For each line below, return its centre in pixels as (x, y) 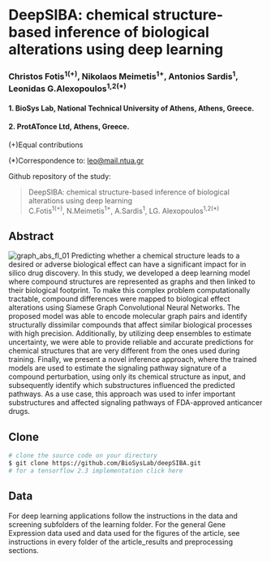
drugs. (19, 412)
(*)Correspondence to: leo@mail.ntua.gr (76, 160)
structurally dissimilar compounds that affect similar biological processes (131, 325)
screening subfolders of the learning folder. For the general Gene (117, 524)
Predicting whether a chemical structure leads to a (155, 256)
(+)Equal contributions (46, 145)
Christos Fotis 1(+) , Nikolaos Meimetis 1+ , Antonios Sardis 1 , (123, 76)
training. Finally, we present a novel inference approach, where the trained (133, 359)
